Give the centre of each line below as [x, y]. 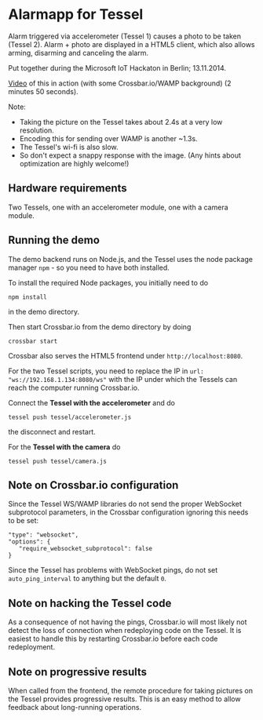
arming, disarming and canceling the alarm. [79, 53]
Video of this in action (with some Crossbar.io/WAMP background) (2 [120, 83]
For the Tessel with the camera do [64, 447]
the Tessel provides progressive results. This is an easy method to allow [124, 699]
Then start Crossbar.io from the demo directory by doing [100, 326]
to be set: [24, 521]
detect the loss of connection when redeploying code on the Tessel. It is [125, 631]
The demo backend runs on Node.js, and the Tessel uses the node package [131, 259]
